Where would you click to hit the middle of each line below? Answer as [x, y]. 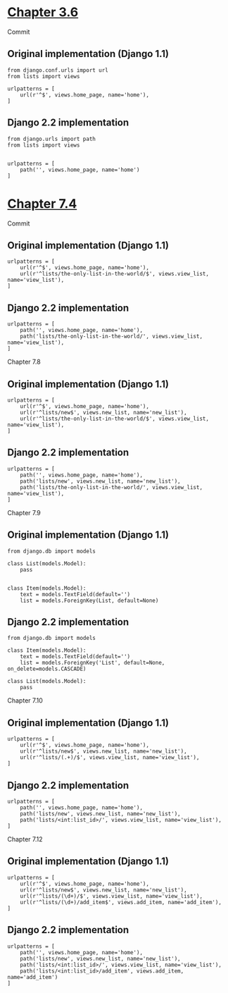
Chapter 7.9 [24, 512]
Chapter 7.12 [25, 839]
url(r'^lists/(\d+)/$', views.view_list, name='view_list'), [111, 896]
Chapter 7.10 [25, 701]
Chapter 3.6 [43, 12]
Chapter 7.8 [24, 362]
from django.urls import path [52, 139]
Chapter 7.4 [42, 203]
